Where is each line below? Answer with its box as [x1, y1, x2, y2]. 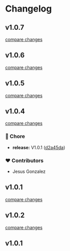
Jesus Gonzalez [12, 168, 46, 174]
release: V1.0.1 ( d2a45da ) [12, 144, 65, 150]
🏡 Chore [5, 133, 25, 140]
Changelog [5, 3, 52, 15]
